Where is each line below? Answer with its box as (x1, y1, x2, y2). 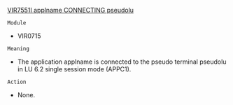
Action (7, 78, 27, 85)
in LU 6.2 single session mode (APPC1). (17, 65, 132, 73)
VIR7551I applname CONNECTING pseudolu (7, 6, 134, 14)
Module (7, 20, 27, 27)
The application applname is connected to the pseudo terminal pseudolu (17, 57, 227, 66)
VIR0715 (17, 31, 41, 40)
